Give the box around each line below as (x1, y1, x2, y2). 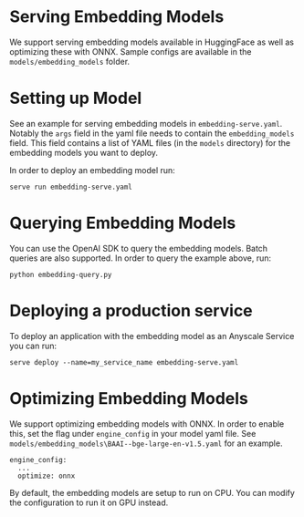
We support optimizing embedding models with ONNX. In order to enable (9, 418, 285, 429)
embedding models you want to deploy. (9, 147, 158, 158)
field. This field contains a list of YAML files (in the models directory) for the (9, 137, 290, 148)
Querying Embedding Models (9, 212, 236, 233)
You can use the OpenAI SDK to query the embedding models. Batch (9, 243, 267, 253)
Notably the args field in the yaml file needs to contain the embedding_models (9, 128, 295, 139)
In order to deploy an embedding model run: (9, 164, 175, 175)
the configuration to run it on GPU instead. (9, 497, 169, 508)
